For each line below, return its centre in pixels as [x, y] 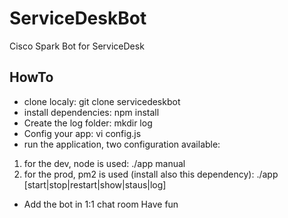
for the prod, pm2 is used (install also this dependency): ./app [151, 174]
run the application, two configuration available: [122, 144]
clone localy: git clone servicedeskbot [102, 101]
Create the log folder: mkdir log [88, 123]
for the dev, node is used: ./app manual [104, 163]
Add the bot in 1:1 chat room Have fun [101, 204]
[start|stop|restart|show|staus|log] [95, 184]
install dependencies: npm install [91, 112]
